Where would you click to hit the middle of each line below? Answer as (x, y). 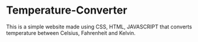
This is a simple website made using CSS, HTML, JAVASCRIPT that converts (99, 27)
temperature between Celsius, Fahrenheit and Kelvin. (71, 33)
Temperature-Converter (67, 10)
